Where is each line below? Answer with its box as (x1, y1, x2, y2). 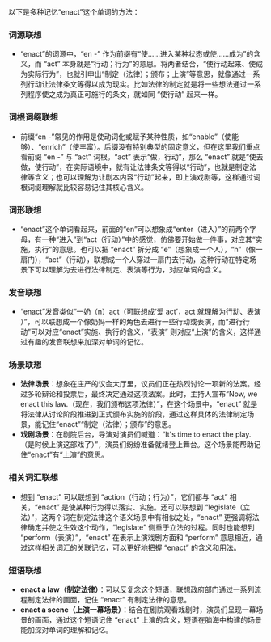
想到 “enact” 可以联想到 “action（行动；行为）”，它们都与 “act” (19, 492, 228, 501)
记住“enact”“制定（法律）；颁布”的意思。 (41, 420, 176, 429)
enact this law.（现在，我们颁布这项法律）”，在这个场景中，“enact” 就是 (19, 399, 258, 409)
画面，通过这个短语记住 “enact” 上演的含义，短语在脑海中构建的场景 (34, 615, 262, 625)
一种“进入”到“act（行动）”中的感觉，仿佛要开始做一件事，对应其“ (41, 234, 256, 244)
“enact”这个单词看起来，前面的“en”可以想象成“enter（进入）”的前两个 (19, 224, 250, 234)
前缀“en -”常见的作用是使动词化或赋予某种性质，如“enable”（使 (19, 132, 232, 141)
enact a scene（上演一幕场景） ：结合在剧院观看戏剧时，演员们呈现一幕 (19, 605, 256, 615)
